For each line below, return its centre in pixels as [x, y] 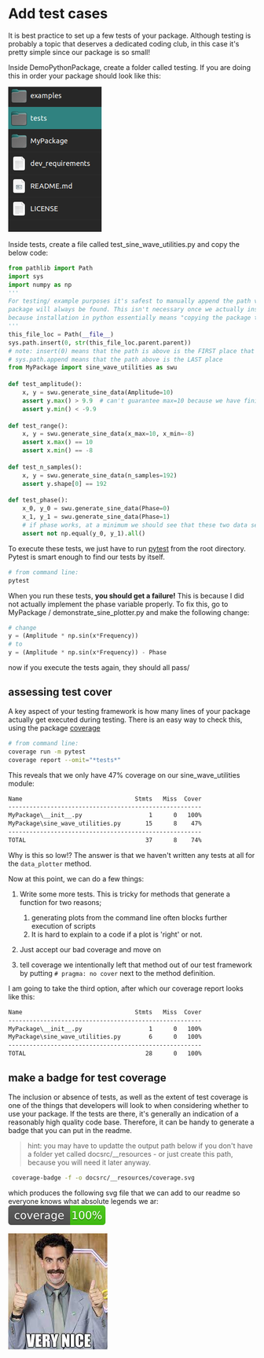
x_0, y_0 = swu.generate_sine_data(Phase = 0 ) [96, 509]
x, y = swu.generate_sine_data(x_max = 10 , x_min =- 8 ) [108, 434]
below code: [28, 252]
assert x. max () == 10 [57, 442]
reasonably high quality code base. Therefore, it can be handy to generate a [131, 1122]
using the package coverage [54, 727]
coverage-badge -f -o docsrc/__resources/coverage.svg [103, 1178]
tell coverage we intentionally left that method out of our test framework [136, 965]
